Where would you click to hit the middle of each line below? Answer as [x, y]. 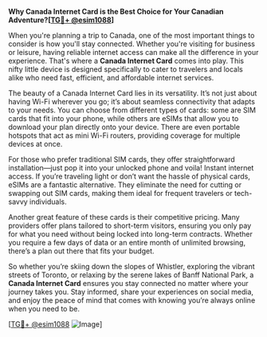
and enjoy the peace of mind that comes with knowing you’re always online [132, 300]
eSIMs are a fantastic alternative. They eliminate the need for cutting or [125, 185]
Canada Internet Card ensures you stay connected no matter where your [128, 283]
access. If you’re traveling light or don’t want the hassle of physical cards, [130, 176]
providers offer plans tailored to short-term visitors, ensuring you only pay [130, 225]
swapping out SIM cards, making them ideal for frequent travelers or [120, 193]
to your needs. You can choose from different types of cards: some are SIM [132, 110]
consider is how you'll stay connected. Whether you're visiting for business [132, 44]
